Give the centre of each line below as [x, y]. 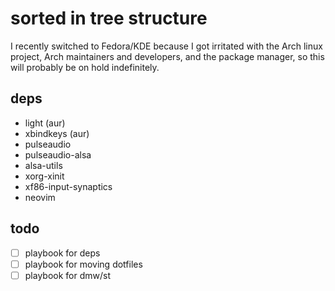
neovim [40, 197]
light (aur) [45, 123]
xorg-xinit [44, 176]
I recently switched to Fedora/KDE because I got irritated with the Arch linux [166, 46]
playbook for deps [62, 253]
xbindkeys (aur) [57, 133]
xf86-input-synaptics [68, 186]
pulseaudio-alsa [58, 154]
